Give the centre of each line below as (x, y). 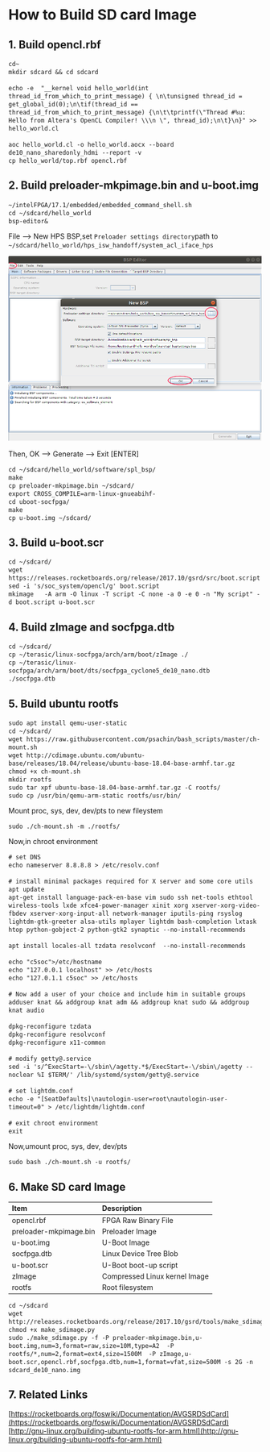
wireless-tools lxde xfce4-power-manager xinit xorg (98, 906)
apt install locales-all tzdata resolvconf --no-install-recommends (127, 946)
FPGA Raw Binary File (138, 1220)
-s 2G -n (238, 1362)
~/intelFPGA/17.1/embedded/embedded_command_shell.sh (100, 205)
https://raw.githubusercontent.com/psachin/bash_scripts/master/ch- (143, 739)
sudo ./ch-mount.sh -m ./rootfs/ (64, 827)
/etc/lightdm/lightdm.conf (100, 1107)
